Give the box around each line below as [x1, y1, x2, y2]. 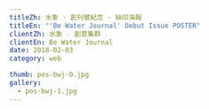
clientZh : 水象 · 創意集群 [9, 29, 101, 38]
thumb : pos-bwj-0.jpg [9, 70, 90, 80]
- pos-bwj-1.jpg [17, 86, 77, 96]
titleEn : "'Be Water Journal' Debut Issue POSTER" [9, 21, 201, 30]
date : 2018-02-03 [9, 46, 74, 55]
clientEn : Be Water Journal [9, 37, 114, 47]
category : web [9, 54, 62, 63]
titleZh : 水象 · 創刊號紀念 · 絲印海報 [9, 12, 142, 22]
